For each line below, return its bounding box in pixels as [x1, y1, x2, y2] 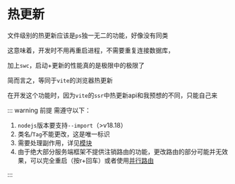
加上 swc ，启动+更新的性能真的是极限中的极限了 [7, 61, 145, 69]
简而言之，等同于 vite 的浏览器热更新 [7, 75, 113, 85]
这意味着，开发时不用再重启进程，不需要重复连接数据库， [7, 46, 174, 54]
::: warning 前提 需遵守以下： [7, 106, 92, 114]
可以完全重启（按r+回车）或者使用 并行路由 [30, 156, 154, 164]
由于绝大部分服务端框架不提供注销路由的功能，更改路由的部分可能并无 [17, 147, 222, 156]
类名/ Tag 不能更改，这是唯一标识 [17, 130, 111, 138]
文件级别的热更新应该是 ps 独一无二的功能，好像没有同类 [7, 31, 169, 39]
